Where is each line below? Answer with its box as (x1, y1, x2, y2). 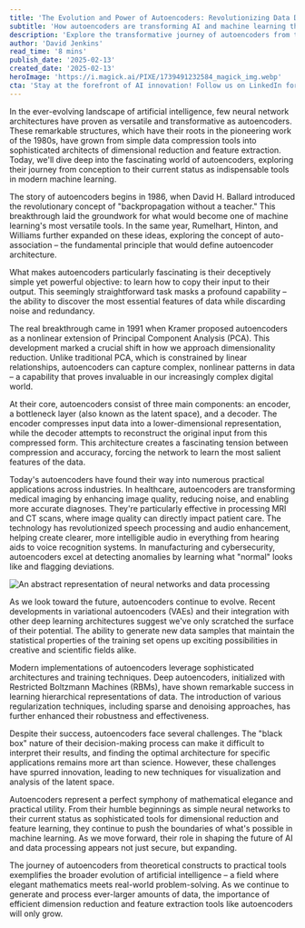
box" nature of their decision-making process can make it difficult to (9, 737, 265, 748)
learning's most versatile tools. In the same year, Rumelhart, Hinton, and (9, 220, 279, 231)
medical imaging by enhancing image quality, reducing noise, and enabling (9, 493, 289, 504)
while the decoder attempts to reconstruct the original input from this (9, 427, 268, 438)
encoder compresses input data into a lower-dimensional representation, (9, 417, 281, 428)
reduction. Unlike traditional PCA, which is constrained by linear (9, 352, 248, 363)
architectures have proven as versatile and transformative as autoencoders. (9, 115, 292, 126)
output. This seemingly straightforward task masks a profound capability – (9, 285, 288, 296)
